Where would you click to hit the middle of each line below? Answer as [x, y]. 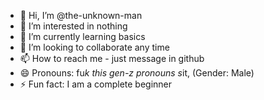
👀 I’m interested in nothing [73, 26]
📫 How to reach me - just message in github [112, 58]
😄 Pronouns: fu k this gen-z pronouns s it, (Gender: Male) [137, 73]
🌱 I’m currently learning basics [82, 36]
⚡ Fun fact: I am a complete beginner [96, 84]
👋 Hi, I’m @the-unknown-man [81, 15]
